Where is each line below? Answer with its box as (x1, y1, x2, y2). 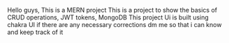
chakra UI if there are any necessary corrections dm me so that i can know (7, 21, 222, 28)
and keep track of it (7, 28, 64, 36)
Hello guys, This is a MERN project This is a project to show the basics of (7, 6, 218, 14)
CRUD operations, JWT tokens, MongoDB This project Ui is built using (7, 13, 209, 21)
